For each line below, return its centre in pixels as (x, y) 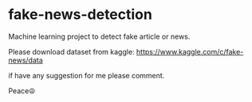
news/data (26, 60)
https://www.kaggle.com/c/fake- (190, 51)
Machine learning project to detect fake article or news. (99, 36)
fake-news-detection (81, 15)
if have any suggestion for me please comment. (87, 75)
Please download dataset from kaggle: (71, 51)
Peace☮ (22, 91)
